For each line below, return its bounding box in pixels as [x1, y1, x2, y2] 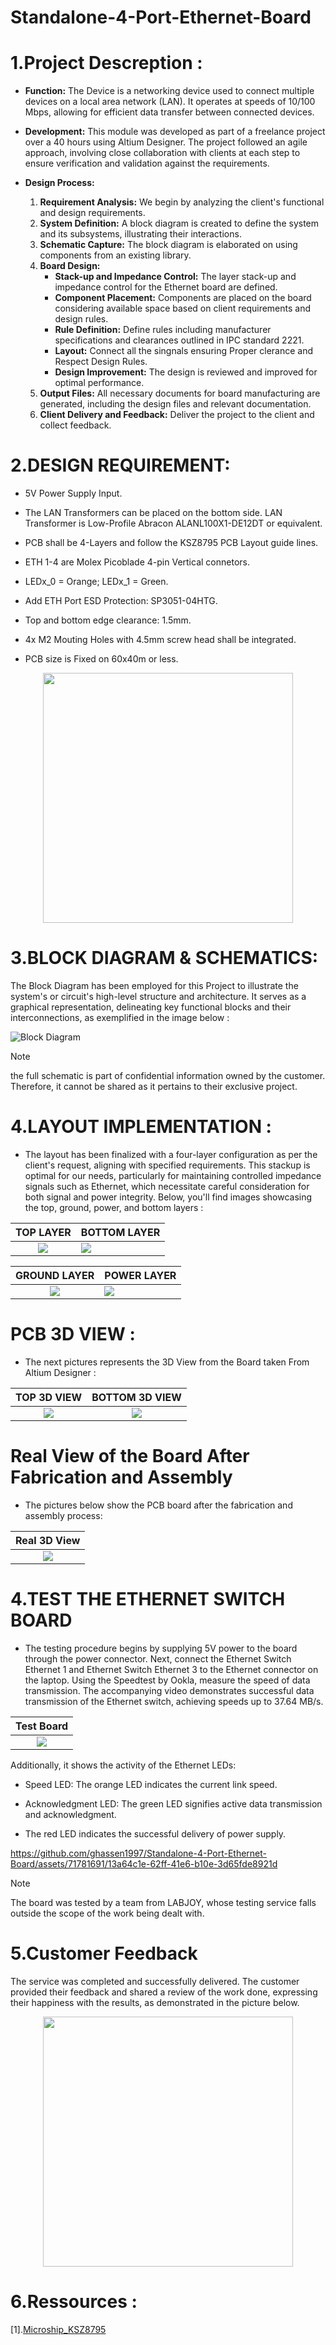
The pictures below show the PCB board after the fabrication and [24, 1499, 293, 1511]
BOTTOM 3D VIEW [91, 1390, 182, 1404]
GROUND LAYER [15, 1268, 95, 1282]
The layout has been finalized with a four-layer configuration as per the [24, 1148, 318, 1160]
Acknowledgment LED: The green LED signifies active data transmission [24, 1797, 323, 1810]
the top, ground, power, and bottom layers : [24, 1201, 204, 1213]
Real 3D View [15, 1533, 81, 1547]
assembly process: [24, 1509, 103, 1521]
